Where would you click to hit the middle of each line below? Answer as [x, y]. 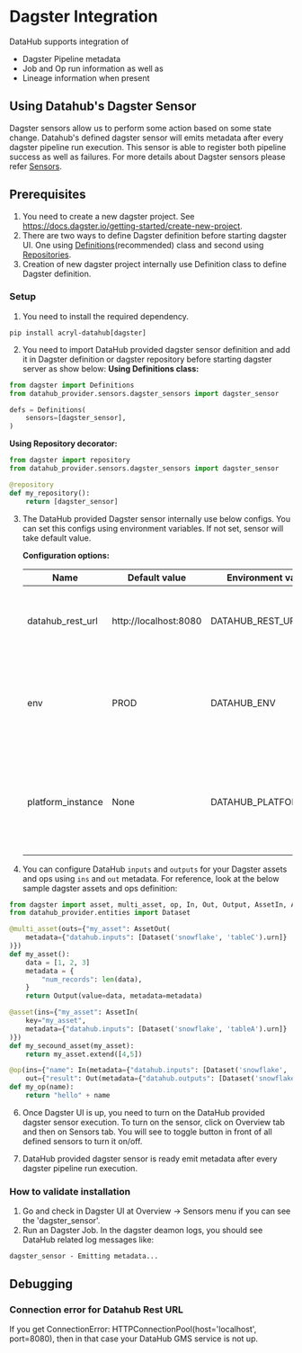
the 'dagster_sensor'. [61, 1221]
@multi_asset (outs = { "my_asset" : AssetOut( [90, 929]
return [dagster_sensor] [72, 501]
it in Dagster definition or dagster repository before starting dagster [147, 359]
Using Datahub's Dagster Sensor [103, 107]
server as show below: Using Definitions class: [111, 368]
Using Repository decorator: [63, 444]
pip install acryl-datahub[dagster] [78, 333]
